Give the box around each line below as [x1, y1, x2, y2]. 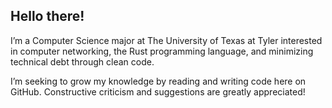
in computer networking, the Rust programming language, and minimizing [10, 45, 314, 57]
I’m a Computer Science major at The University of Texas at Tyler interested [10, 34, 323, 46]
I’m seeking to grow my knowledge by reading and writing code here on [10, 75, 307, 87]
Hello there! [10, 8, 85, 25]
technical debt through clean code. [10, 55, 155, 68]
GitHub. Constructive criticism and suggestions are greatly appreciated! [10, 85, 306, 98]
